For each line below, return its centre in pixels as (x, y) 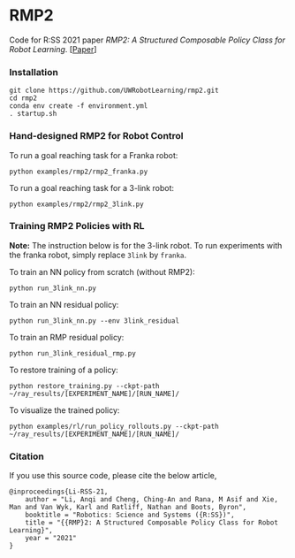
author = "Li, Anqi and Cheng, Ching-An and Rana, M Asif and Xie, (151, 500)
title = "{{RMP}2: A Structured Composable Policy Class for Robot (151, 523)
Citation (26, 456)
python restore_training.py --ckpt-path (85, 386)
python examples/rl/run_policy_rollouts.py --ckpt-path (114, 426)
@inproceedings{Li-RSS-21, (59, 492)
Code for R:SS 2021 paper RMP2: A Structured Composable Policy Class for (147, 40)
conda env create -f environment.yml (79, 106)
